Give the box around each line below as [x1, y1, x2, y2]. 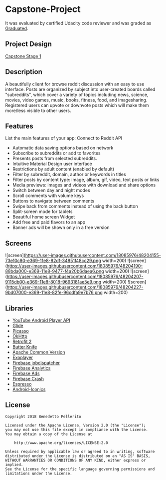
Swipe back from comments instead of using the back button [12, 203, 138, 209]
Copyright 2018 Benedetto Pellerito [5, 414, 81, 419]
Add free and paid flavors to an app [12, 219, 86, 225]
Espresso [12, 381, 32, 387]
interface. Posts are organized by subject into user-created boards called [5, 86, 156, 92]
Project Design [5, 40, 52, 48]
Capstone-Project [5, 3, 81, 15]
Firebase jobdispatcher [12, 360, 60, 365]
